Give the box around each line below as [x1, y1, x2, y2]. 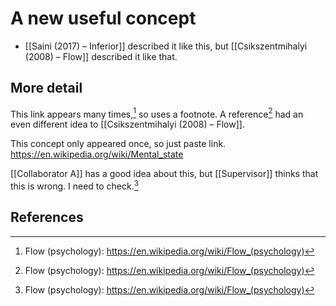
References [10, 209, 84, 226]
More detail [10, 80, 83, 97]
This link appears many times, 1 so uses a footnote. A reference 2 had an [10, 106, 304, 120]
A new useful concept [10, 7, 197, 30]
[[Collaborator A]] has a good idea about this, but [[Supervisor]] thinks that [10, 168, 319, 180]
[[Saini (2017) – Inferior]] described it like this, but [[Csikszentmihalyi [24, 40, 308, 52]
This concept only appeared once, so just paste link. [10, 138, 227, 150]
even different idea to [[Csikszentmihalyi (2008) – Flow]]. [10, 118, 245, 131]
